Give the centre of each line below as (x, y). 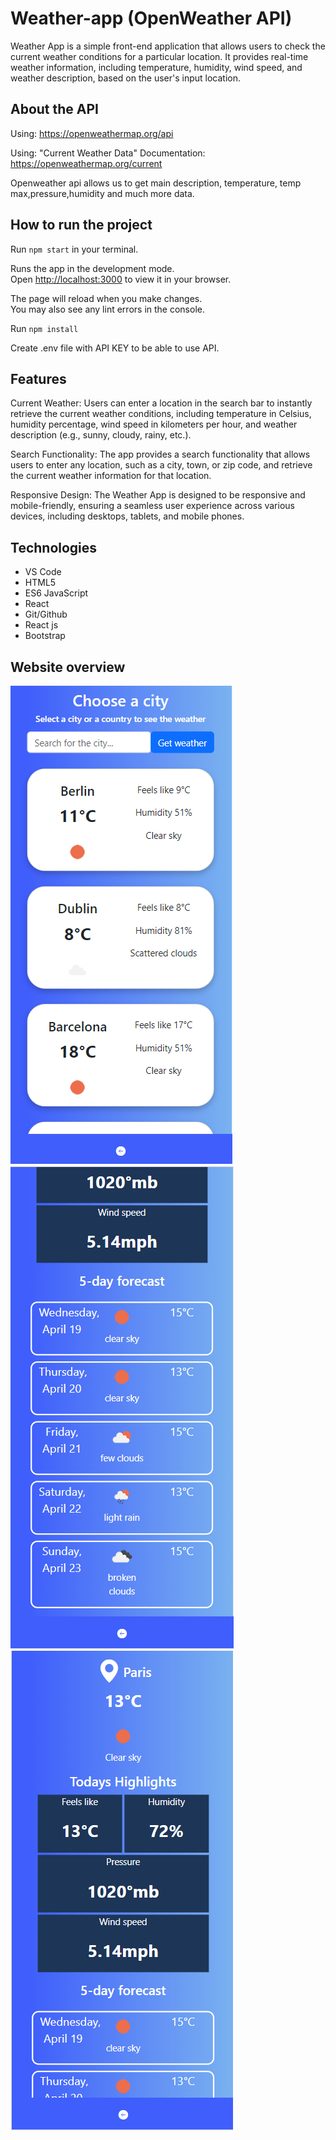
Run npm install (44, 328)
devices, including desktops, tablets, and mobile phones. (127, 516)
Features (38, 378)
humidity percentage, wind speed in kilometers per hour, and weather (154, 424)
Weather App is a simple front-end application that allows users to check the (168, 46)
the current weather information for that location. (111, 476)
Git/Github (46, 614)
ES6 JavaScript (56, 593)
